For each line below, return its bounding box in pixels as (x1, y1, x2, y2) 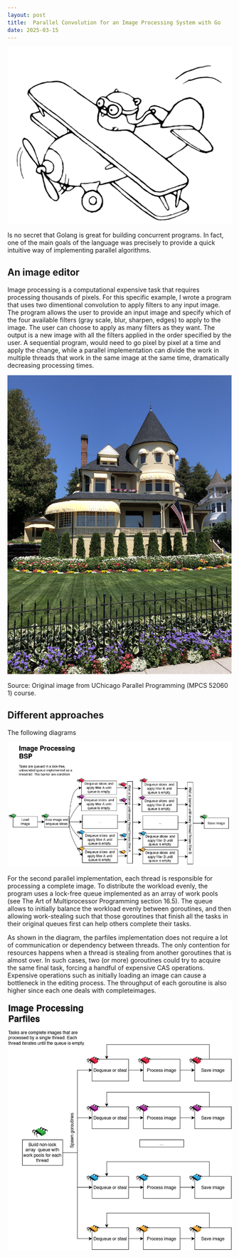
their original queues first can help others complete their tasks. (7, 919, 192, 928)
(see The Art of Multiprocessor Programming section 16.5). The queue (7, 896, 213, 905)
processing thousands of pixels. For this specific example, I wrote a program (7, 292, 232, 302)
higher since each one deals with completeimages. (7, 986, 156, 995)
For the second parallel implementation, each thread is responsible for (7, 874, 213, 882)
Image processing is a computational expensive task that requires (7, 285, 200, 294)
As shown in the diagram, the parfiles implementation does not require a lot (7, 933, 228, 942)
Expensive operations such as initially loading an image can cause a (7, 971, 207, 980)
